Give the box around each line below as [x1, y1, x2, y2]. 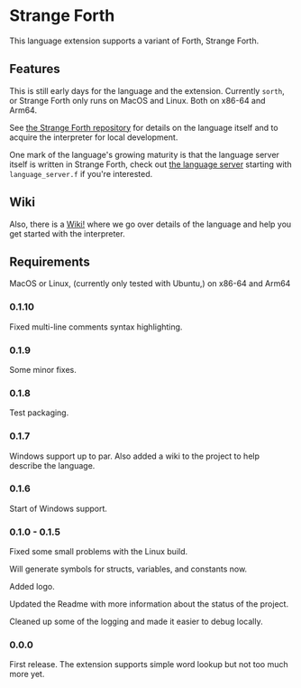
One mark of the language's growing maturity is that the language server [9, 149, 279, 160]
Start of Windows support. [9, 503, 108, 514]
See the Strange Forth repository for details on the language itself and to [9, 122, 278, 133]
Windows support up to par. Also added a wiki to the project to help [9, 451, 260, 461]
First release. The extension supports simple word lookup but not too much [9, 659, 288, 670]
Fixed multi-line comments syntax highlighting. [9, 321, 183, 332]
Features [9, 61, 60, 77]
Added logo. [9, 581, 56, 592]
